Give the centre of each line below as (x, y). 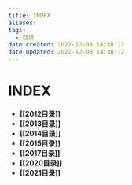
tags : (17, 30)
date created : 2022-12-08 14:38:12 (66, 45)
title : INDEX (29, 15)
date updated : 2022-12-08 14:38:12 (66, 52)
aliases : (22, 23)
